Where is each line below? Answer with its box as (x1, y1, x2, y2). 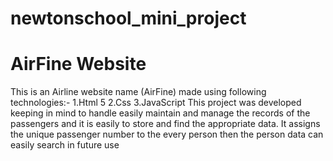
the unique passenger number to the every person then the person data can (10, 128, 324, 141)
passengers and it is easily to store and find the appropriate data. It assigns (10, 118, 321, 130)
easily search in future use (10, 139, 120, 151)
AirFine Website (10, 53, 147, 76)
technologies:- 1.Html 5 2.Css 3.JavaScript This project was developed (10, 97, 302, 109)
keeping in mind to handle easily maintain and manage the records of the (10, 107, 311, 119)
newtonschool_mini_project (10, 7, 247, 30)
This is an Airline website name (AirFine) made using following (10, 86, 267, 98)
